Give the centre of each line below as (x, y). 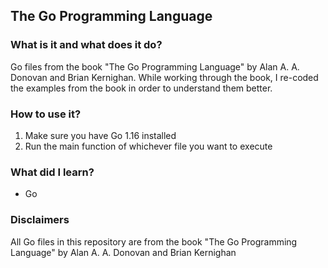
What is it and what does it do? (86, 45)
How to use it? (46, 114)
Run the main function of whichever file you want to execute (148, 146)
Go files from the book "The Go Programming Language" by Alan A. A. (155, 66)
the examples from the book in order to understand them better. (141, 88)
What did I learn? (52, 172)
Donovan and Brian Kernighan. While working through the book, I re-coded (164, 77)
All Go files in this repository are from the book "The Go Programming (154, 241)
